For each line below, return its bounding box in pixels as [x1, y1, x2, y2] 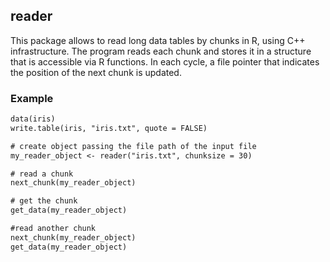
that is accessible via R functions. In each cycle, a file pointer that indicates [10, 55, 320, 68]
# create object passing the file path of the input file [10, 141, 257, 151]
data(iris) [10, 114, 56, 124]
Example [10, 91, 54, 105]
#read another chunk [10, 224, 97, 234]
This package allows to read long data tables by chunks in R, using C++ [10, 34, 306, 46]
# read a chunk [10, 169, 74, 179]
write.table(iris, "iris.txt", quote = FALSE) [10, 123, 208, 133]
